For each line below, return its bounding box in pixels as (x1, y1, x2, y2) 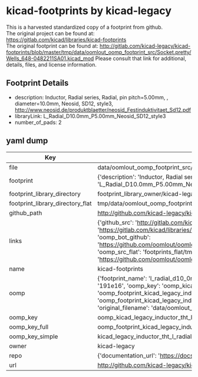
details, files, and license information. (6, 61, 97, 68)
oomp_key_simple (9, 332, 58, 341)
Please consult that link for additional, (95, 55, 187, 62)
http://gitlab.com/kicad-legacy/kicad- (99, 42, 191, 49)
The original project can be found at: (6, 29, 95, 36)
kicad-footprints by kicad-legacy (6, 4, 172, 18)
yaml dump (6, 136, 48, 146)
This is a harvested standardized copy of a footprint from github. (6, 24, 163, 31)
